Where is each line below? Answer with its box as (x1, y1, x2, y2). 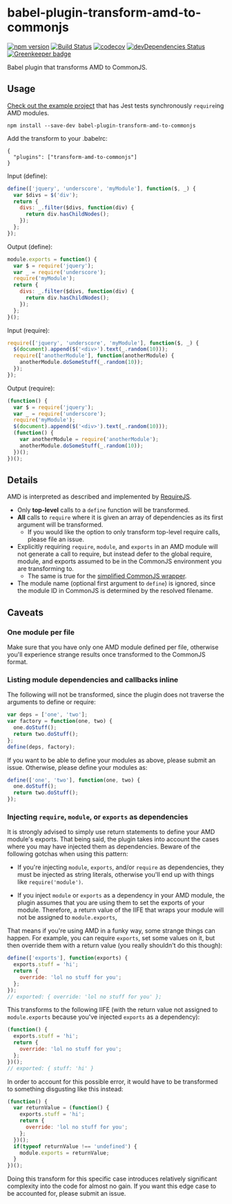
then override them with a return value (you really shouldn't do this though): (7, 941, 223, 950)
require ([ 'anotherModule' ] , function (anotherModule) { (13, 352, 175, 360)
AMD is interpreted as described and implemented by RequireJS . (7, 492, 192, 501)
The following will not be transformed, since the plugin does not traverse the (7, 690, 224, 699)
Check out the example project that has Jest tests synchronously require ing (7, 101, 224, 110)
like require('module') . (17, 878, 84, 886)
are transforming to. (17, 565, 75, 573)
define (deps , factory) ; (7, 744, 76, 750)
